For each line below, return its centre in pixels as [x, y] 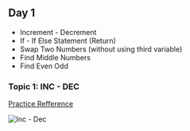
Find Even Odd [44, 66]
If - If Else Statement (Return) [68, 40]
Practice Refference [41, 104]
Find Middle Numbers [55, 57]
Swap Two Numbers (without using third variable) [101, 49]
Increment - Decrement [58, 32]
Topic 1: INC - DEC [44, 87]
